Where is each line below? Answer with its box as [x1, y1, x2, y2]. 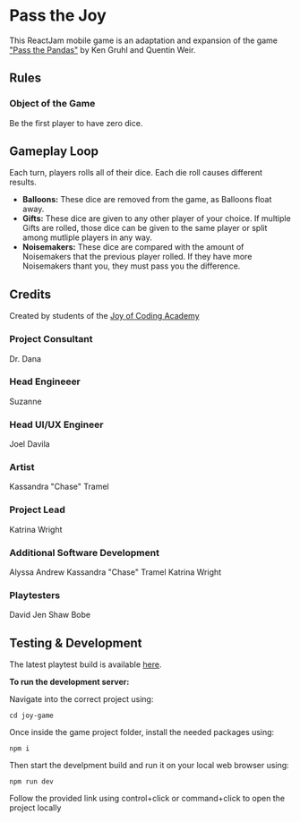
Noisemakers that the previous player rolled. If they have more [21, 252, 253, 262]
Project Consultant [9, 333, 93, 346]
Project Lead [9, 503, 65, 516]
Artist [9, 461, 35, 474]
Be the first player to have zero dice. [9, 117, 143, 128]
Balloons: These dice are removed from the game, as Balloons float [21, 194, 272, 205]
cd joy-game [9, 711, 54, 721]
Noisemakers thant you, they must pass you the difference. [21, 261, 241, 271]
